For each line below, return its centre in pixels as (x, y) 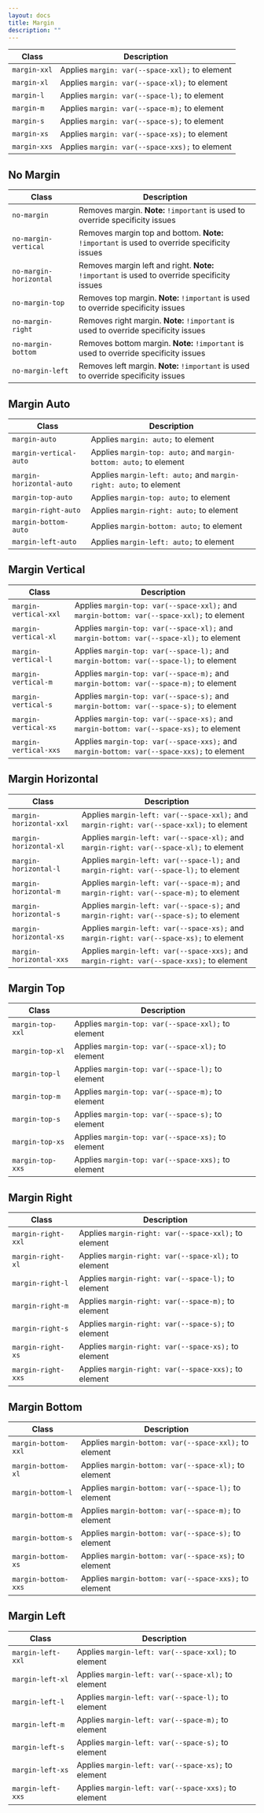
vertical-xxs (37, 750)
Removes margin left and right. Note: (146, 266)
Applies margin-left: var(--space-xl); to (155, 1674)
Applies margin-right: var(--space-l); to (156, 1279)
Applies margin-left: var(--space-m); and (161, 882)
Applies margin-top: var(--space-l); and (152, 650)
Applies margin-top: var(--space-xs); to (150, 1137)
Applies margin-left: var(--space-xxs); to (157, 1788)
